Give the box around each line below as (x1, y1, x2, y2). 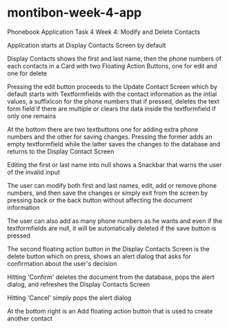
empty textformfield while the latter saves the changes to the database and (7, 139, 221, 148)
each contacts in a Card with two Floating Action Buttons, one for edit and (7, 61, 217, 70)
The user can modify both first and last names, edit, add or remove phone (7, 181, 217, 189)
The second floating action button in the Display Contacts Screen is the (7, 244, 210, 253)
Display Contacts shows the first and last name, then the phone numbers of (7, 54, 222, 63)
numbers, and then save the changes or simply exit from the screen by (7, 189, 208, 197)
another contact (7, 314, 53, 322)
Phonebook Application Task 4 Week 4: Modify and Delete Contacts (7, 28, 201, 36)
